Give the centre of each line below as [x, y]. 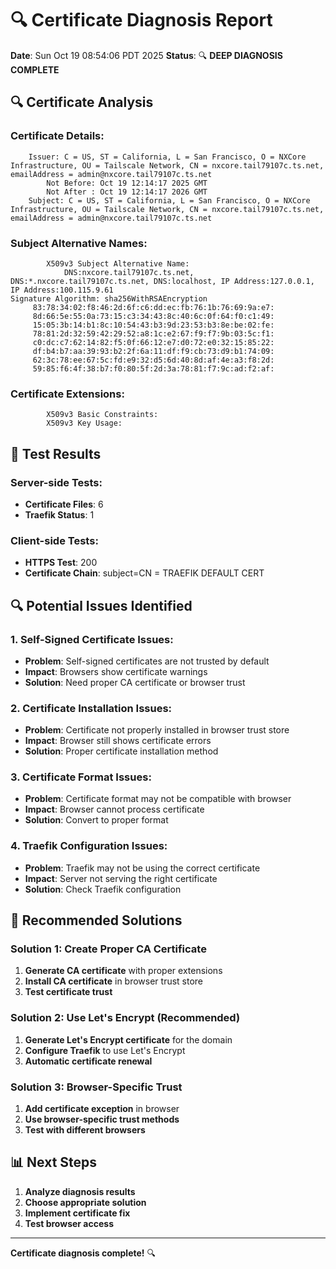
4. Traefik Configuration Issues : [89, 846]
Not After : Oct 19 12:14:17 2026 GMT [127, 192]
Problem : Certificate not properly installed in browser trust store [157, 730]
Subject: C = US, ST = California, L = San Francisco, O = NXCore [169, 200]
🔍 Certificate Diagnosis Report [141, 20]
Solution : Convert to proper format [96, 820]
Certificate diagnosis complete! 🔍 [83, 1253]
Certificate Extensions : [67, 394]
